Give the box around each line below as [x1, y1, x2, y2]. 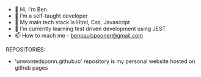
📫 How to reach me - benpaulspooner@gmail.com [14, 32, 144, 39]
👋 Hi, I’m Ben [14, 6, 47, 13]
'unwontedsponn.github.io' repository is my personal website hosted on [14, 58, 196, 65]
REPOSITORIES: [5, 46, 46, 53]
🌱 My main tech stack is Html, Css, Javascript [14, 19, 130, 25]
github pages [14, 64, 48, 71]
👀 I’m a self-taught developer [14, 12, 88, 19]
